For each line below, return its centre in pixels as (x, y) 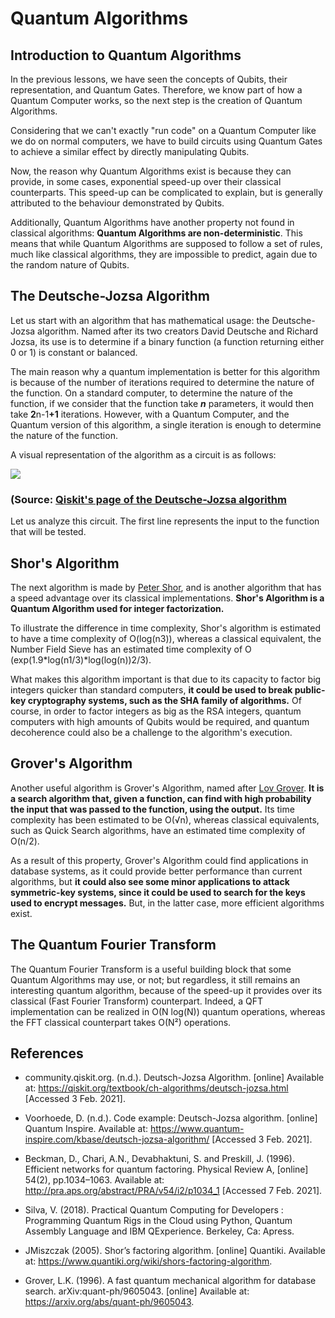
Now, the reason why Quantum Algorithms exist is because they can (151, 171)
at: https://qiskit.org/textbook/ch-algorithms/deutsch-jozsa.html (156, 1088)
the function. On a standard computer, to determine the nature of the (151, 393)
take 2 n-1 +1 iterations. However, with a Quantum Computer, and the (150, 414)
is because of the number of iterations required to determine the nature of (162, 382)
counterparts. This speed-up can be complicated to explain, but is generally (166, 192)
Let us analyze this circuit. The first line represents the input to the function (165, 521)
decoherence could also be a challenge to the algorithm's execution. (151, 732)
